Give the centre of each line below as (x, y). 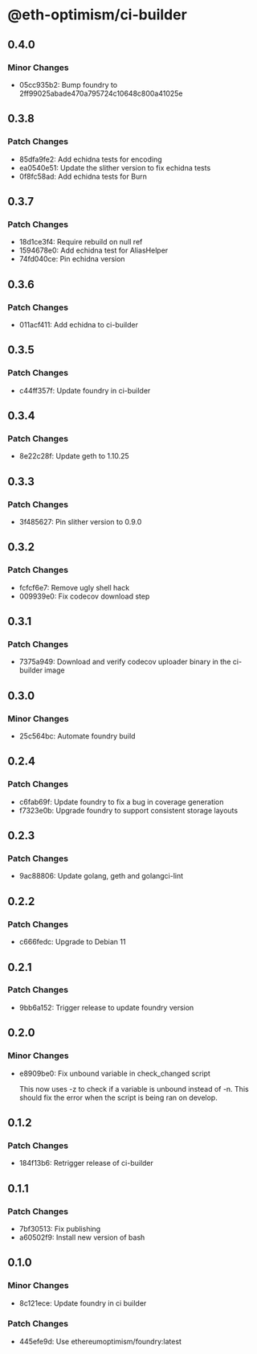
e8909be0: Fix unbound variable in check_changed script (114, 1073)
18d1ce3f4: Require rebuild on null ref (81, 242)
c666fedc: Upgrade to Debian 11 (72, 942)
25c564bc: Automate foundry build (77, 736)
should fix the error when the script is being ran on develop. (118, 1097)
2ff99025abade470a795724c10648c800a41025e (101, 93)
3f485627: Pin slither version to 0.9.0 (80, 522)
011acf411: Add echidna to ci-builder (78, 324)
